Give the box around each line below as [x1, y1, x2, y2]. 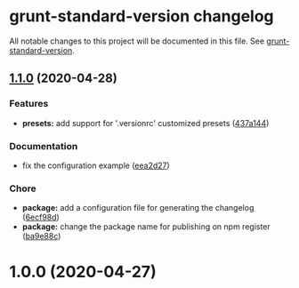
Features [9, 98, 49, 110]
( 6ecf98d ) [21, 212, 60, 223]
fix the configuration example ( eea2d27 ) [21, 160, 171, 171]
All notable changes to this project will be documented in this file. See [9, 36, 265, 46]
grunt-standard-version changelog [9, 6, 274, 27]
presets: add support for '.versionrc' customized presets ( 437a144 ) [21, 117, 270, 128]
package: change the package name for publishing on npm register [21, 221, 271, 232]
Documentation [9, 140, 78, 152]
